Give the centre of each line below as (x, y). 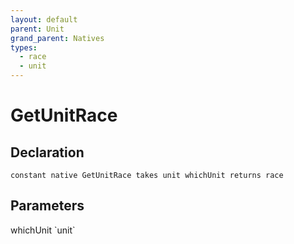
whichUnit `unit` (43, 230)
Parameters (47, 206)
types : (24, 47)
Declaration (47, 152)
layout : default (44, 19)
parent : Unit (37, 29)
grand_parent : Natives (57, 38)
